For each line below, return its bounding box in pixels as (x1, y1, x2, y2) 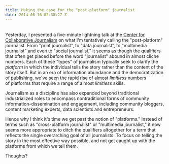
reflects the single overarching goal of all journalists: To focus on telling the (5, 132, 162, 138)
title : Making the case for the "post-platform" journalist (5, 7, 136, 13)
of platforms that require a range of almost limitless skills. (5, 80, 125, 86)
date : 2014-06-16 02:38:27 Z (5, 12, 67, 17)
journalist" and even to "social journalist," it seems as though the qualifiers (5, 48, 161, 54)
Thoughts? (5, 153, 28, 159)
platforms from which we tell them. (5, 143, 78, 149)
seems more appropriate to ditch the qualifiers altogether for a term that (5, 126, 156, 133)
